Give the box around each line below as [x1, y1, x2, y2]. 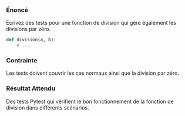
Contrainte [6, 56, 38, 64]
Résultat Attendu [6, 84, 56, 92]
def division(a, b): [6, 37, 57, 43]
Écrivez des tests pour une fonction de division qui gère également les [6, 19, 177, 26]
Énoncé [6, 6, 28, 14]
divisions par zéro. [6, 25, 51, 32]
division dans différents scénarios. [6, 104, 89, 111]
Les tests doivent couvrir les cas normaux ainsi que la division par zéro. [6, 69, 179, 77]
